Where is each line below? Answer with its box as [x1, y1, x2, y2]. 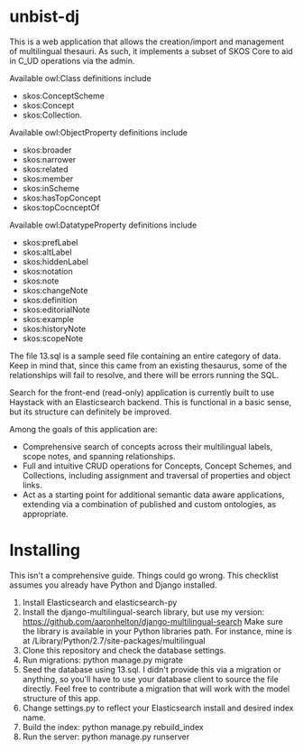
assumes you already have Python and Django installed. [9, 579, 218, 590]
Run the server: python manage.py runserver [22, 731, 190, 742]
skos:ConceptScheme [22, 90, 106, 101]
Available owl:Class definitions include [9, 72, 151, 83]
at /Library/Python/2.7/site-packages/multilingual [22, 635, 206, 646]
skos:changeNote [22, 284, 88, 295]
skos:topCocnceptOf [22, 201, 100, 213]
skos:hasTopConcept [22, 192, 101, 203]
